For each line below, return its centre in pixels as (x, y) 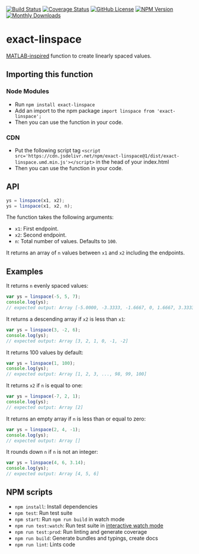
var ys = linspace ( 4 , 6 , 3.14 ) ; (46, 463)
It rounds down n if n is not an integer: (52, 452)
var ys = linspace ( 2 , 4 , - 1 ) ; (44, 429)
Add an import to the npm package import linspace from (85, 110)
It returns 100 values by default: (45, 352)
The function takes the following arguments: (60, 217)
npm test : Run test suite (44, 512)
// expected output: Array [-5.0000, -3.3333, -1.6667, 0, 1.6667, (91, 308)
